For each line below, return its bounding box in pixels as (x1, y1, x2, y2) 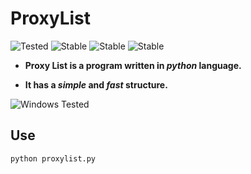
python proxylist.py (10, 153, 97, 164)
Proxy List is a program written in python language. (24, 59, 242, 71)
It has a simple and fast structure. (24, 78, 168, 91)
